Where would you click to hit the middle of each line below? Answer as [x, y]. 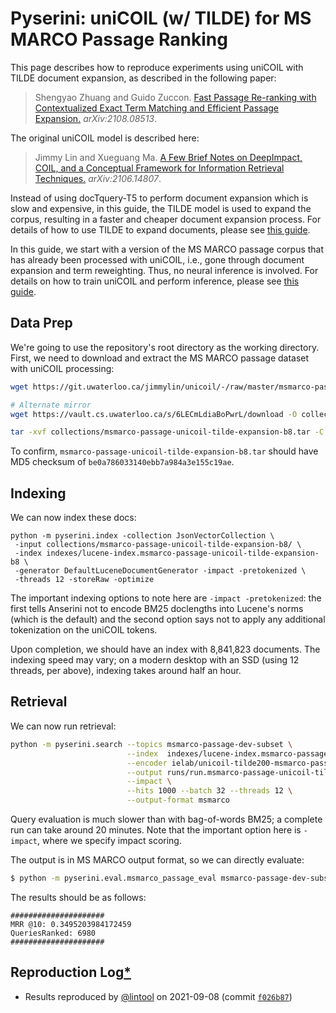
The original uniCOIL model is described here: [105, 138]
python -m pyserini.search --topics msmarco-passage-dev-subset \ [151, 744]
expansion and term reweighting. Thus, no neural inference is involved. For [164, 270]
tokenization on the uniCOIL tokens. [84, 630]
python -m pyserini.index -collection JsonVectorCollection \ [142, 536]
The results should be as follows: [78, 897]
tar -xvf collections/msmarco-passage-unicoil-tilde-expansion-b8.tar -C [167, 432]
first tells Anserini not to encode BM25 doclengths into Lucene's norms [157, 609]
